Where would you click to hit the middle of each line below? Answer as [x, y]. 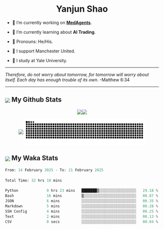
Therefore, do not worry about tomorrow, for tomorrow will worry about [77, 74]
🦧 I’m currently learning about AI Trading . [54, 32]
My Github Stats [37, 100]
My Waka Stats [35, 158]
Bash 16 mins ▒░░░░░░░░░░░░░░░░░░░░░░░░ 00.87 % [82, 196]
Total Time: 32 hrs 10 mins [34, 180]
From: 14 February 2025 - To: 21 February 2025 [54, 170]
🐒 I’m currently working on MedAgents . [52, 23]
